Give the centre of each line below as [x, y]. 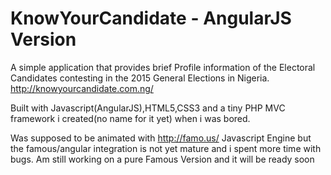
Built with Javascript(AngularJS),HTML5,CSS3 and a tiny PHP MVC [148, 108]
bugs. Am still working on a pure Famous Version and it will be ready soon [162, 159]
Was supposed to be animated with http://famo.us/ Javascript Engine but [161, 138]
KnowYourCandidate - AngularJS [151, 18]
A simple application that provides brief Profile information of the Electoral [163, 67]
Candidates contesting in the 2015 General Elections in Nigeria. [140, 78]
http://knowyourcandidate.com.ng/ [82, 88]
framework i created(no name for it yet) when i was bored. [130, 118]
